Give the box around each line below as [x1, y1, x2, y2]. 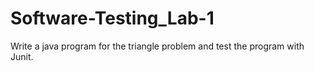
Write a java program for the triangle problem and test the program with [10, 40, 305, 52]
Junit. [10, 50, 34, 62]
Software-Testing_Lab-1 [10, 7, 215, 30]
